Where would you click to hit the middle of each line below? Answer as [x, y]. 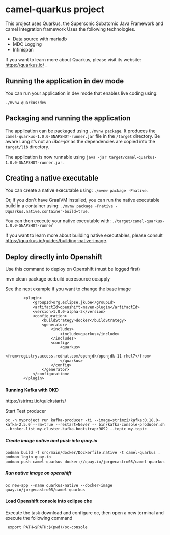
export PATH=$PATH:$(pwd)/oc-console [47, 527]
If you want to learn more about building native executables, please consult [84, 235]
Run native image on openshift [38, 473]
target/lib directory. [27, 147]
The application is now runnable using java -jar [56, 157]
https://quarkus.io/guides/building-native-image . [56, 241]
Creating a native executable [52, 178]
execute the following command [39, 518]
